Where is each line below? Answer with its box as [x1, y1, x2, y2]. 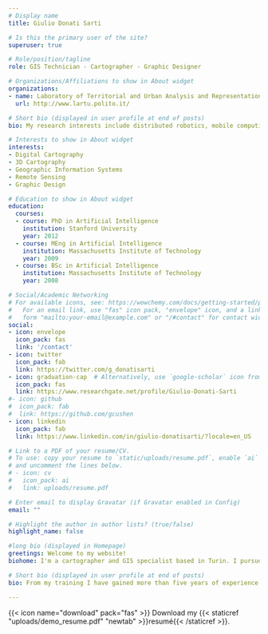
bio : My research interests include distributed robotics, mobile [8, 122, 234, 130]
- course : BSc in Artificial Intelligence [15, 261, 159, 270]
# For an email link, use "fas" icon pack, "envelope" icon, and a [8, 305, 245, 314]
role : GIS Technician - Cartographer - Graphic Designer [8, 63, 202, 71]
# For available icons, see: [8, 298, 105, 306]
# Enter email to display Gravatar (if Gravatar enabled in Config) [8, 498, 241, 506]
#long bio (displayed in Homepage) [8, 542, 127, 550]
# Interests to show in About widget [8, 136, 134, 144]
